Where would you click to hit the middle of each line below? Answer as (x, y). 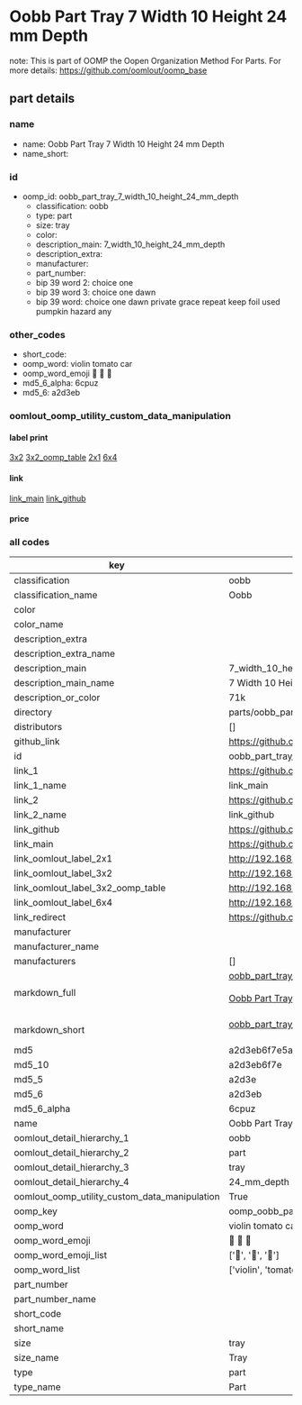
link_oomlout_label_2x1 (63, 859)
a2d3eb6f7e (256, 1065)
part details (42, 99)
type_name (37, 1387)
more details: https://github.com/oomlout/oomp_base (108, 70)
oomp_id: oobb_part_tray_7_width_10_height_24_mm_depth (130, 196)
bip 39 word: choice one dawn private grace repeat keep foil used (158, 301)
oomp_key (36, 1211)
